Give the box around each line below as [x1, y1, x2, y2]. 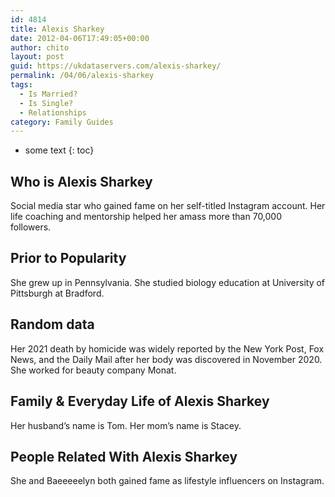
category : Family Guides [10, 117, 114, 127]
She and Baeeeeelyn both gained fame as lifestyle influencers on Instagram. [10, 475, 325, 487]
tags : [10, 80, 33, 90]
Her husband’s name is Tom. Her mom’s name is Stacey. [10, 419, 242, 431]
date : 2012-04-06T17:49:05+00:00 [10, 33, 150, 43]
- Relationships [19, 107, 87, 118]
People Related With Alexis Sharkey [10, 448, 238, 465]
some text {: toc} [24, 144, 95, 156]
